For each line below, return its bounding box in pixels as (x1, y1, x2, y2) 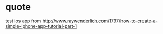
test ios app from (5, 18, 42, 24)
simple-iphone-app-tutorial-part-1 (5, 23, 77, 29)
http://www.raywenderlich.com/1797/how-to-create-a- (42, 18, 158, 24)
